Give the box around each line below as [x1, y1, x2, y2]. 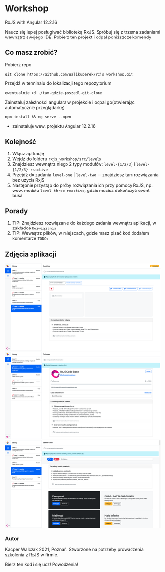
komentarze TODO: [12, 235, 49, 242]
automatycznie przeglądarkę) [5, 104, 65, 110]
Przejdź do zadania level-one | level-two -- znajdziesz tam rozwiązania [12, 171, 159, 178]
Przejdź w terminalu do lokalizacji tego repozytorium [5, 80, 112, 86]
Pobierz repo [5, 61, 32, 67]
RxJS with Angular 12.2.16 [5, 19, 58, 25]
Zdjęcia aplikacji [5, 250, 57, 258]
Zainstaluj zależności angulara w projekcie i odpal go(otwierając [5, 99, 135, 105]
